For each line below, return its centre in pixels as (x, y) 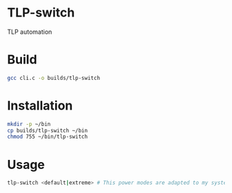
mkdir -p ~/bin (29, 124)
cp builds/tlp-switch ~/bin (48, 130)
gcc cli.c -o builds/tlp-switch (54, 78)
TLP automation (30, 32)
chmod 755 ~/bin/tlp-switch (48, 137)
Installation (40, 105)
